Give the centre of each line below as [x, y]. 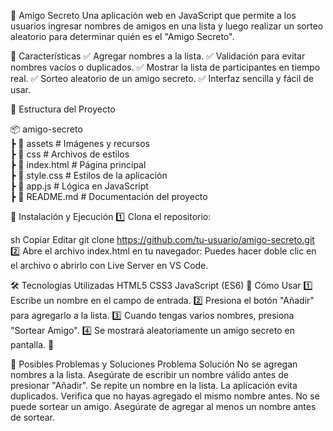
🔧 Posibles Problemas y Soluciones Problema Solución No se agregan [154, 364]
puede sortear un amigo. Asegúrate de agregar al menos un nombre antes [163, 406]
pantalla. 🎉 [32, 344]
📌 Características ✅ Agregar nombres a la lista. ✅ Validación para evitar [158, 56]
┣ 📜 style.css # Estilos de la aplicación [89, 175]
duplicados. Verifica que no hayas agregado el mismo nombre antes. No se [165, 396]
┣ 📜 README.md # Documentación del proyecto [109, 196]
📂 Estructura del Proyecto [63, 109]
